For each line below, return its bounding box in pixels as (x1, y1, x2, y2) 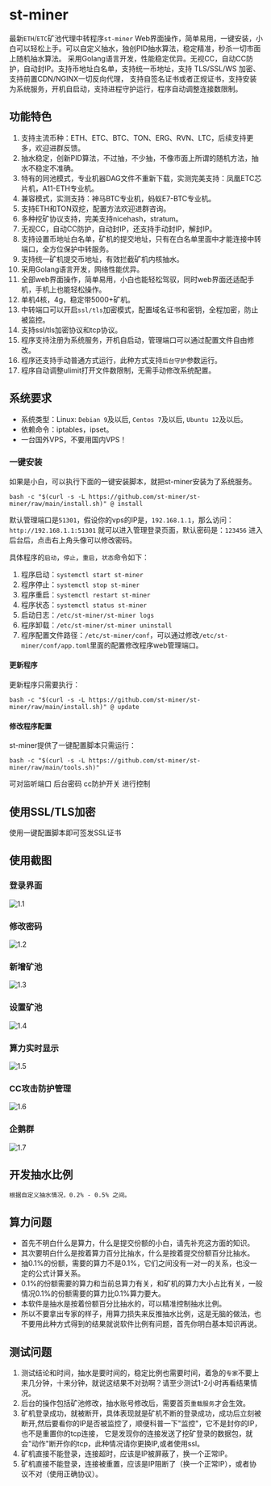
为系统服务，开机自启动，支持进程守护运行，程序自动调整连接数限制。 (9, 83, 243, 94)
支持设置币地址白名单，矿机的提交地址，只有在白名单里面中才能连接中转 (20, 234, 261, 243)
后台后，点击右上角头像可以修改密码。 (9, 535, 136, 545)
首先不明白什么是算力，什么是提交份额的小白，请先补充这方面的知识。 (20, 1239, 255, 1248)
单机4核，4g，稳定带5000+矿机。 (20, 294, 135, 304)
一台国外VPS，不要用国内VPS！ (20, 434, 127, 444)
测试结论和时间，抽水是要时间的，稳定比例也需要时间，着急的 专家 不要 (20, 1368, 252, 1378)
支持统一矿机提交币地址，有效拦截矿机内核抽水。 (20, 254, 184, 264)
